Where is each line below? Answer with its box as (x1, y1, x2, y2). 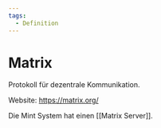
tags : (8, 11, 26, 20)
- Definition (15, 19, 59, 27)
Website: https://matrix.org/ (8, 95, 99, 105)
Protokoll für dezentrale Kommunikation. (8, 80, 140, 90)
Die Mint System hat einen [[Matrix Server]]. (8, 111, 153, 121)
